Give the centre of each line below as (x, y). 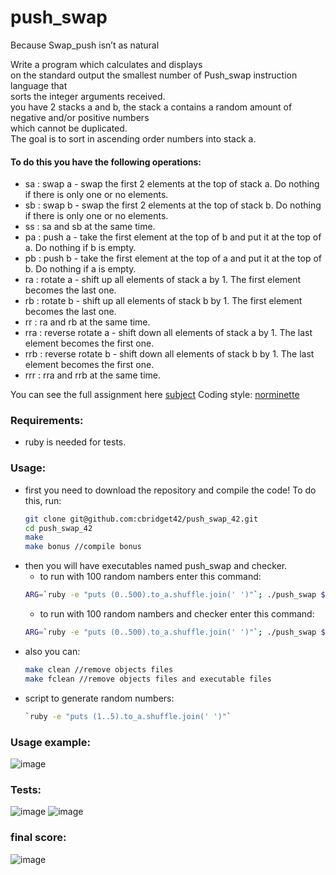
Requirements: (47, 421)
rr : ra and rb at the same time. (87, 322)
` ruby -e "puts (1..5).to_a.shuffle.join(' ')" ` (128, 716)
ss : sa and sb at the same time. (90, 227)
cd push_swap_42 (58, 528)
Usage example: (50, 742)
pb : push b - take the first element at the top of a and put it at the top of (173, 258)
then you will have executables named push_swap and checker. (156, 566)
